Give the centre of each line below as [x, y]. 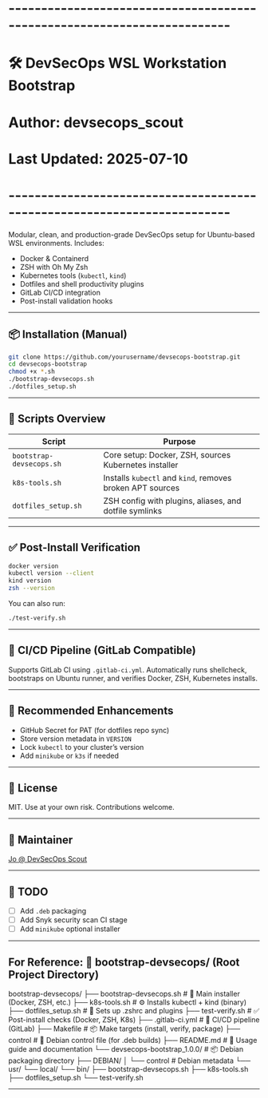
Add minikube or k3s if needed [69, 755]
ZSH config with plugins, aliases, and [172, 501]
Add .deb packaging [53, 910]
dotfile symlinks [132, 510]
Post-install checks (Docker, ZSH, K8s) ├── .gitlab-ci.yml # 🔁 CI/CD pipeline [134, 1019]
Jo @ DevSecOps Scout [48, 859]
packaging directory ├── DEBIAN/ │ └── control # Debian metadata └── [130, 1060]
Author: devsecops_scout [96, 122]
